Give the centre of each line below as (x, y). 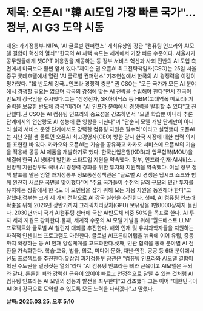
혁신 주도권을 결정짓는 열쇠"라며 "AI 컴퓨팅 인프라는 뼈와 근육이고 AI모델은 (94, 265)
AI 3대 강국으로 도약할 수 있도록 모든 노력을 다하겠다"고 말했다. (80, 289)
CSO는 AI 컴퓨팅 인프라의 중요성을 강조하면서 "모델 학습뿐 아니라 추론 (111, 114)
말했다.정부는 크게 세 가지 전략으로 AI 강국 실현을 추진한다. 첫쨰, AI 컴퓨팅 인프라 (101, 197)
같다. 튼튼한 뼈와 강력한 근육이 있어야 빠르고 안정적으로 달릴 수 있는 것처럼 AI (103, 273)
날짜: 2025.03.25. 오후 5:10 (40, 301)
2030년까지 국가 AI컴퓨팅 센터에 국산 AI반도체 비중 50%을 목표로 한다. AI (101, 213)
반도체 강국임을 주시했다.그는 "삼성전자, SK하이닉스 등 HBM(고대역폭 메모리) (97, 98)
